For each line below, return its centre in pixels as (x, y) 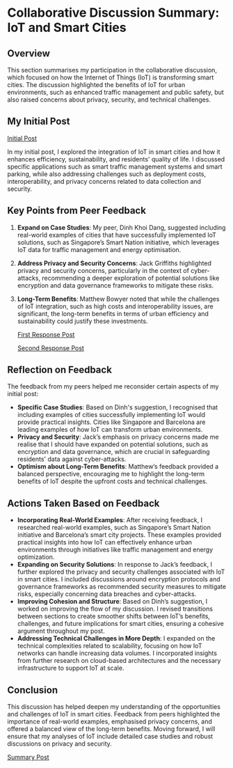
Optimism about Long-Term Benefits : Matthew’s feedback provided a (118, 467)
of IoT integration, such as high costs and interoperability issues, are (115, 306)
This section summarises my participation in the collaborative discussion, (112, 70)
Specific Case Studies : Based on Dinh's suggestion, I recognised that (118, 407)
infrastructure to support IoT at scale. (71, 668)
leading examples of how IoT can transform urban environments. (110, 430)
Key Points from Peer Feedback (77, 211)
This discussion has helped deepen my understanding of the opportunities (114, 707)
